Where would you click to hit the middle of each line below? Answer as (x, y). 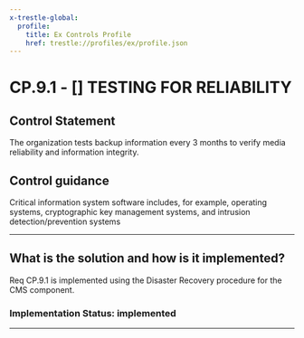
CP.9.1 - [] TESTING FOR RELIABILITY (151, 88)
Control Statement (62, 121)
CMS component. (42, 289)
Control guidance (60, 180)
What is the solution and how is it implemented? (147, 258)
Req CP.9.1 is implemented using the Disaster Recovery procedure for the (146, 280)
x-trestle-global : (44, 18)
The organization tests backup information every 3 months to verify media (148, 143)
